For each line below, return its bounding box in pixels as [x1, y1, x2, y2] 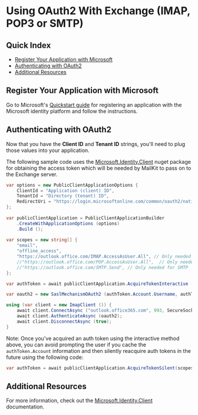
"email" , [16, 242, 38, 249]
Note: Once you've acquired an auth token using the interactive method [6, 335, 180, 342]
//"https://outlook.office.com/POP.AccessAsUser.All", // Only [16, 259, 178, 265]
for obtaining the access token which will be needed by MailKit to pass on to [6, 164, 192, 171]
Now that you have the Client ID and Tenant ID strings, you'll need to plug [6, 140, 186, 147]
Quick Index [6, 40, 51, 50]
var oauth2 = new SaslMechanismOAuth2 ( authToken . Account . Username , [6, 291, 178, 297]
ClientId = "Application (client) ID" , [16, 187, 115, 193]
